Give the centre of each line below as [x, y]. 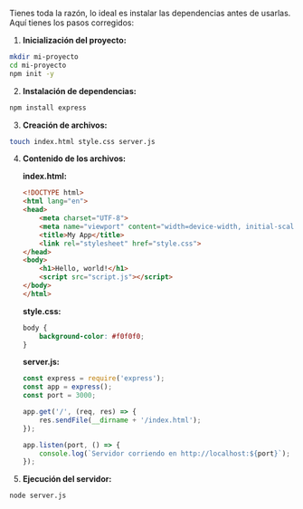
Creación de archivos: [65, 125]
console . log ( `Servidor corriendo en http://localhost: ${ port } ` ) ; [165, 453]
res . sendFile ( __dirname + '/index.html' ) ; [120, 420]
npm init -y [32, 73]
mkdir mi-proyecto [44, 57]
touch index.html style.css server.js [82, 141]
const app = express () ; [67, 387]
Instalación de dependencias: [80, 91]
